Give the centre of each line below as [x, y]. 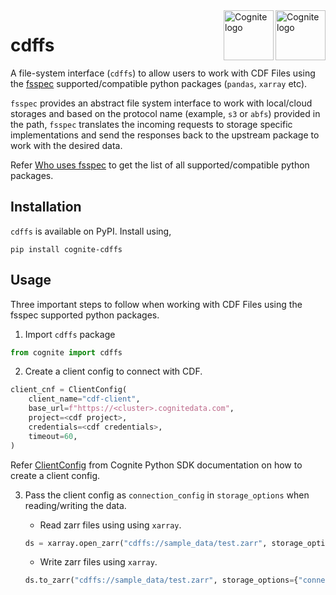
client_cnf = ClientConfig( [69, 390]
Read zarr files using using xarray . [110, 525]
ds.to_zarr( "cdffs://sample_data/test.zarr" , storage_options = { [161, 580]
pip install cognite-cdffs [66, 249]
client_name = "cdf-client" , [84, 399]
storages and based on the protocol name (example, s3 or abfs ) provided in [165, 113]
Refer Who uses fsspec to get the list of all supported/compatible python [160, 165]
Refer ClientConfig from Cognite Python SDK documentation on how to [156, 465]
